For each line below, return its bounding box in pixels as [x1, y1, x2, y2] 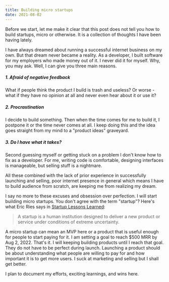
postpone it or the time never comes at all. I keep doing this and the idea [5, 122, 155, 128]
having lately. [5, 36, 33, 43]
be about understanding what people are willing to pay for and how [5, 250, 145, 256]
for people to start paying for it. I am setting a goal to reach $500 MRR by [5, 234, 157, 240]
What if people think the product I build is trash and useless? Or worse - [5, 87, 155, 93]
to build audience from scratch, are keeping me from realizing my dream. [5, 183, 157, 189]
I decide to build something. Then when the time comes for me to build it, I [5, 117, 160, 123]
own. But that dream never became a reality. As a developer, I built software [5, 52, 163, 58]
